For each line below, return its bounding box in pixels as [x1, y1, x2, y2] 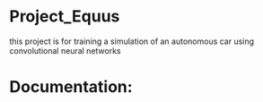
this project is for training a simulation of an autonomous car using [9, 36, 254, 47]
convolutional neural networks [9, 45, 121, 55]
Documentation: [9, 77, 133, 98]
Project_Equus [9, 6, 120, 27]
